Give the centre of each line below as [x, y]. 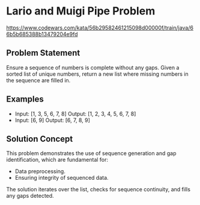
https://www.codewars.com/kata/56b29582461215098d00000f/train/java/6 [100, 28]
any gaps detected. [30, 196]
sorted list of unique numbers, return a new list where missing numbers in [97, 74]
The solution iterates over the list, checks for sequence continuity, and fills [98, 189]
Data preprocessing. [40, 171]
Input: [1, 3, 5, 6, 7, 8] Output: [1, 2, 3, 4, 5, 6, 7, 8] [75, 114]
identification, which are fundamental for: [57, 160]
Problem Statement [43, 53]
